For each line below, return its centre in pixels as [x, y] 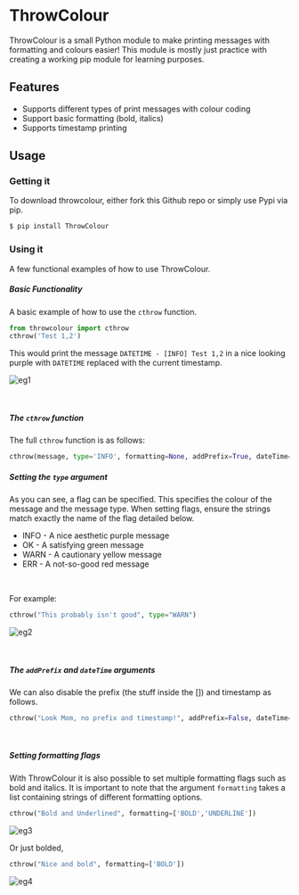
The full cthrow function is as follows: [77, 440]
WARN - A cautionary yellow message [92, 555]
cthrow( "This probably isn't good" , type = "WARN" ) [103, 615]
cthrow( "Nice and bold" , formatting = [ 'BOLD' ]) [97, 864]
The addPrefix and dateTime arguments [82, 669]
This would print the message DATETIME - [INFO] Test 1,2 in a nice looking [148, 353]
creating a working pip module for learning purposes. [107, 59]
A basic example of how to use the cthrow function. [103, 311]
